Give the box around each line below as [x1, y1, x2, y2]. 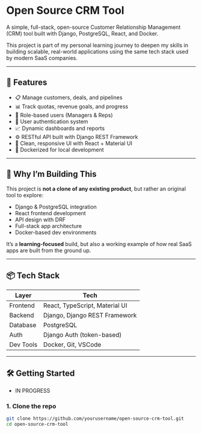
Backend [9, 311, 34, 319]
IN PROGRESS [14, 387, 50, 395]
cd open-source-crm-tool [6, 422, 69, 428]
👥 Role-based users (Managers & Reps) [14, 111, 113, 118]
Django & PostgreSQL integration [14, 203, 97, 210]
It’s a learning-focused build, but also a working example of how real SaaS [6, 240, 192, 247]
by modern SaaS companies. [6, 54, 78, 61]
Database [9, 321, 37, 330]
